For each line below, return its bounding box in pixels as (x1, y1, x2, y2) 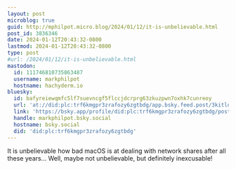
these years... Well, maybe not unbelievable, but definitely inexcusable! (7, 154, 213, 163)
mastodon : (7, 62, 37, 69)
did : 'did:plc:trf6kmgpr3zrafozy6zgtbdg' (13, 128, 137, 135)
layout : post (7, 10, 46, 18)
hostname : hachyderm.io (13, 82, 83, 89)
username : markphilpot (13, 75, 80, 83)
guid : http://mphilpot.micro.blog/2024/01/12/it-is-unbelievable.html (7, 23, 218, 30)
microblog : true (7, 17, 55, 24)
